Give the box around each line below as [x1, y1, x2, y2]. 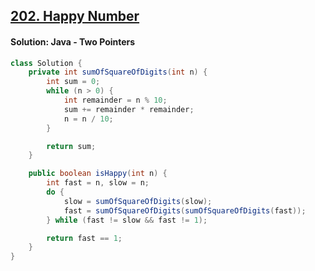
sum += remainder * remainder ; [63, 104, 195, 114]
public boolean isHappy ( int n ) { [28, 169, 168, 179]
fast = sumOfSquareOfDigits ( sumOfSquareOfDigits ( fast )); [63, 205, 307, 216]
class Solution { [10, 58, 83, 68]
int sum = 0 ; [46, 77, 101, 87]
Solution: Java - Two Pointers [10, 35, 136, 48]
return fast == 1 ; [46, 233, 123, 243]
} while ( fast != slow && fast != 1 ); [46, 215, 208, 225]
